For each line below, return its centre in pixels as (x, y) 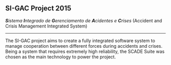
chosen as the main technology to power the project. (61, 57)
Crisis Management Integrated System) (46, 26)
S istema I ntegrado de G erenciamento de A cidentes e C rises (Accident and (84, 20)
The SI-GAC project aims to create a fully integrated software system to (80, 41)
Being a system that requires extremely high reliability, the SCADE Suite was (85, 51)
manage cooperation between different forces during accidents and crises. (84, 46)
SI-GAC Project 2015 (38, 8)
